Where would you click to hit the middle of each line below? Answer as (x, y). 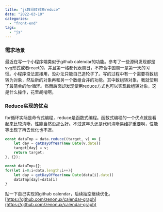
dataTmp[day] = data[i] (35, 179)
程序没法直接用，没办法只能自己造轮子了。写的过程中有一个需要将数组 (88, 74)
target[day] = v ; (31, 148)
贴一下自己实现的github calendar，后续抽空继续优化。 (59, 194)
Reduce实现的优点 (27, 106)
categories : (17, 19)
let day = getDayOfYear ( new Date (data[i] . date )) (64, 175)
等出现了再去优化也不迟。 (31, 130)
